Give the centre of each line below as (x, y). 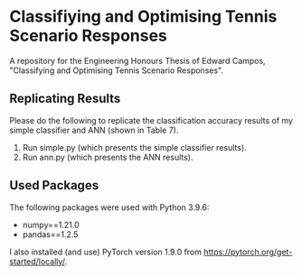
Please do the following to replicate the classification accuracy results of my (151, 120)
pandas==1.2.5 (50, 234)
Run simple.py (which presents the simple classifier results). (134, 147)
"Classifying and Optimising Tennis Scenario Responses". (117, 70)
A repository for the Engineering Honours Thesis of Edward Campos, (137, 60)
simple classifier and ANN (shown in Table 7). (94, 130)
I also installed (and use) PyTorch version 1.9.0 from (105, 252)
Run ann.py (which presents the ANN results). (108, 157)
